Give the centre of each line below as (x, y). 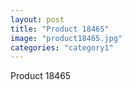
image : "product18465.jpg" (66, 38)
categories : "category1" (62, 47)
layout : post (37, 19)
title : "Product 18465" (60, 29)
